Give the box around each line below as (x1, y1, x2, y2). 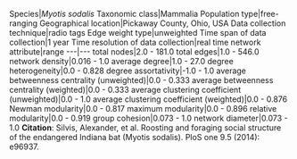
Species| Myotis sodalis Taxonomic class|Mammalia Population (9, 9, 240, 19)
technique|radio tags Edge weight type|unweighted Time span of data (9, 28, 267, 38)
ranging (9, 18, 38, 29)
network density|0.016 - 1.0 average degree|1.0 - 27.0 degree (9, 56, 234, 66)
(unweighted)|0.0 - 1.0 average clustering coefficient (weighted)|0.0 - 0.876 (9, 94, 288, 105)
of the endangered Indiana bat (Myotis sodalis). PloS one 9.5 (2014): (9, 132, 260, 142)
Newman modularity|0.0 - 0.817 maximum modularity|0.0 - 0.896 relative (9, 104, 277, 113)
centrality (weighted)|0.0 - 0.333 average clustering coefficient (9, 85, 242, 95)
